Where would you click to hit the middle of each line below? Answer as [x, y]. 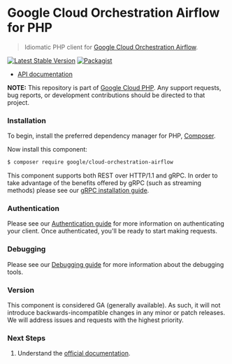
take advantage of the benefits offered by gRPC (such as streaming [104, 183]
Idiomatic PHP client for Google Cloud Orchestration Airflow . [111, 47]
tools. [15, 272]
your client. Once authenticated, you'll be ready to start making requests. [113, 231]
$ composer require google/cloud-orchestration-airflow [90, 162]
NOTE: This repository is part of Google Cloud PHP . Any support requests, [114, 87]
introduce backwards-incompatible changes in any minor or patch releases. [116, 313]
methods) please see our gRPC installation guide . [78, 191]
